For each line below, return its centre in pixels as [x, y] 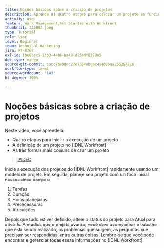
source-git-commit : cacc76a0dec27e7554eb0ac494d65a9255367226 [70, 64]
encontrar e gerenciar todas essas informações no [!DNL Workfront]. [74, 240]
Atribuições [24, 210]
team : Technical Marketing [32, 46]
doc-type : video [21, 60]
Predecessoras [27, 204]
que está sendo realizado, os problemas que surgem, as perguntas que [77, 229]
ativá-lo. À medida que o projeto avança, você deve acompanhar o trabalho [81, 224]
